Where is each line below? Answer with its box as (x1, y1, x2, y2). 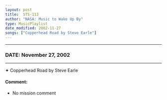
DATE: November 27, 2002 (5, 51, 71, 58)
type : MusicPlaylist (5, 21, 48, 26)
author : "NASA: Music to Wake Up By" (5, 16, 83, 21)
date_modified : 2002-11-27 (5, 26, 61, 31)
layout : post (5, 7, 32, 12)
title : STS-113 (5, 12, 39, 17)
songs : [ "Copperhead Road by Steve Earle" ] (5, 30, 97, 35)
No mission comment (12, 90, 56, 96)
